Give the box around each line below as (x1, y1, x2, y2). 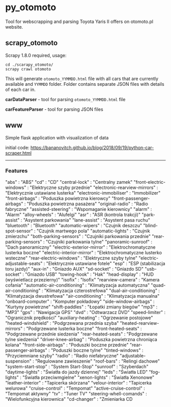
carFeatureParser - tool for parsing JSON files (5, 106, 103, 112)
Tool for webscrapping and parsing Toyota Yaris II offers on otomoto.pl (5, 18, 154, 25)
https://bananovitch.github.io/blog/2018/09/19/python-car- (30, 145, 154, 151)
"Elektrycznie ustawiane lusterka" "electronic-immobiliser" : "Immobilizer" (5, 189, 161, 196)
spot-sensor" (5, 228, 33, 234)
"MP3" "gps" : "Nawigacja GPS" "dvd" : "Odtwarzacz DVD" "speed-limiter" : (5, 309, 166, 315)
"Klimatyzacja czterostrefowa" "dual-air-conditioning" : (44, 288, 160, 294)
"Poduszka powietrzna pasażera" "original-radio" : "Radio (26, 201, 149, 207)
